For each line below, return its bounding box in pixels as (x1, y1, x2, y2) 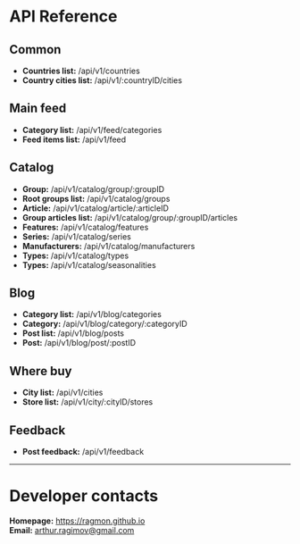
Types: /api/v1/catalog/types (21, 250, 129, 261)
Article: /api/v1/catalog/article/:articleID (21, 203, 170, 213)
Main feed (9, 101, 67, 116)
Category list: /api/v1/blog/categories (21, 309, 162, 320)
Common (9, 42, 62, 57)
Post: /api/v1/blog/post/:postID (21, 338, 137, 348)
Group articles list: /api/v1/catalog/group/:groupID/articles (21, 212, 238, 222)
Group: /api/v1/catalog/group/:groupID (21, 183, 165, 194)
